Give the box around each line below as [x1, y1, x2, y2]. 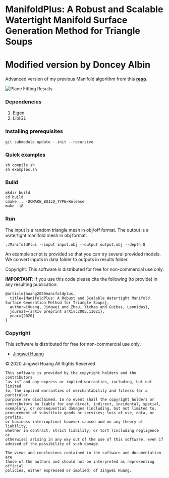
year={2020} [10, 313, 35, 318]
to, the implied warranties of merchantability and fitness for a [5, 388, 148, 393]
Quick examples [5, 151, 46, 158]
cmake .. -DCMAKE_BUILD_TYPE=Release [5, 199, 85, 204]
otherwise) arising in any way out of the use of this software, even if [5, 437, 164, 442]
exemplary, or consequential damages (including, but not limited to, [5, 406, 157, 411]
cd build [5, 195, 24, 200]
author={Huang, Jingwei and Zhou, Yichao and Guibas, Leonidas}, [10, 304, 150, 310]
